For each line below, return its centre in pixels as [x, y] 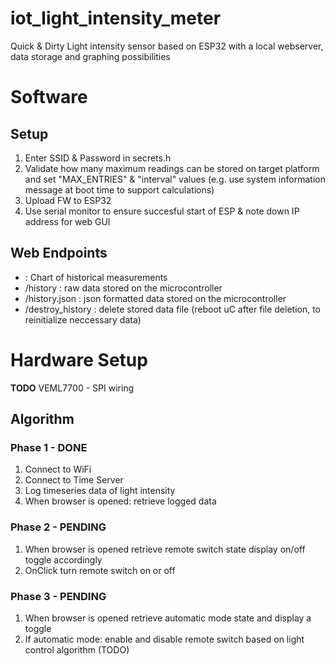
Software [49, 97]
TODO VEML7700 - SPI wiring [72, 388]
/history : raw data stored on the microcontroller [123, 288]
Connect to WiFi [58, 469]
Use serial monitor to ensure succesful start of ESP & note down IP [162, 211]
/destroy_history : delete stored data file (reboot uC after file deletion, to [172, 309]
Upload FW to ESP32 [68, 200]
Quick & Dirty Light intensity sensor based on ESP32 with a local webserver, [167, 46]
